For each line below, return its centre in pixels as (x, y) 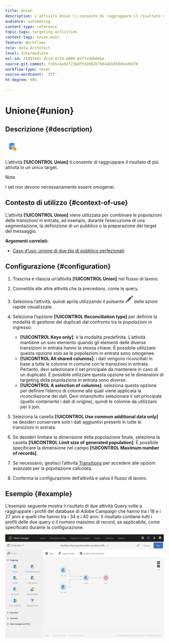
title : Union (19, 11)
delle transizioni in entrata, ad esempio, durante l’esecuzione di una (75, 220)
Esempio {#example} (39, 494)
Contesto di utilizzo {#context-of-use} (67, 203)
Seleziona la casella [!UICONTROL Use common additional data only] (85, 416)
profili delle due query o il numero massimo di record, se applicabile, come (82, 522)
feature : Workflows (26, 43)
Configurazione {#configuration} (58, 267)
